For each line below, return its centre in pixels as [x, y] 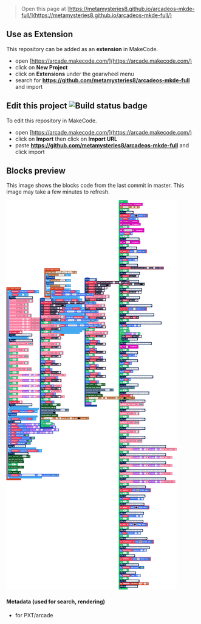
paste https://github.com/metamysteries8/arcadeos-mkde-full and [102, 145]
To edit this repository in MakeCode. [52, 121]
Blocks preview [36, 171]
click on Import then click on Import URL [66, 139]
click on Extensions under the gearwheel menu [75, 74]
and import [29, 86]
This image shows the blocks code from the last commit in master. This [95, 186]
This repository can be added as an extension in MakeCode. [82, 49]
